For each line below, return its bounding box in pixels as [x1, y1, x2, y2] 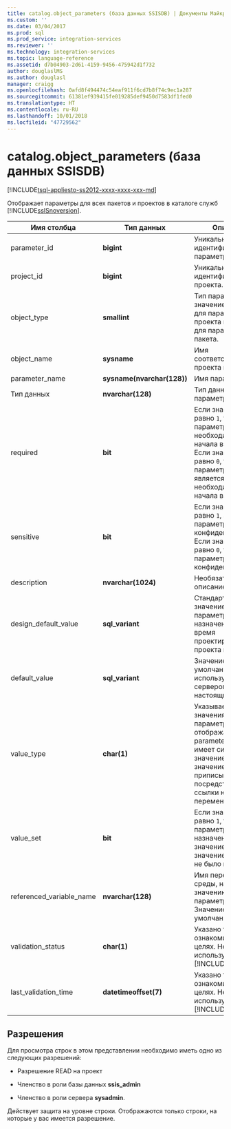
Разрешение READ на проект [16, 1067, 103, 1075]
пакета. [193, 335, 219, 344]
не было [193, 859, 222, 869]
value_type [10, 749, 46, 759]
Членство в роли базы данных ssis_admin [16, 1080, 141, 1088]
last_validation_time [10, 987, 74, 997]
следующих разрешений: [7, 1054, 82, 1062]
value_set [10, 834, 41, 843]
